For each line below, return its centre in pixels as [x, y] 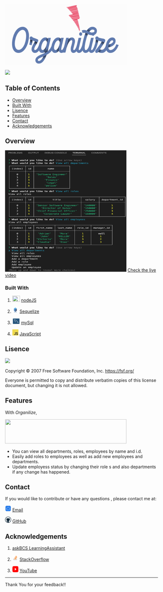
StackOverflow [34, 559]
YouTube [28, 571]
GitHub [19, 521]
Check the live [142, 270]
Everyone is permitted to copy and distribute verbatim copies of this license [81, 380]
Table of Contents [33, 88]
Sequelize [29, 311]
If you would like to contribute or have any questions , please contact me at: [81, 499]
